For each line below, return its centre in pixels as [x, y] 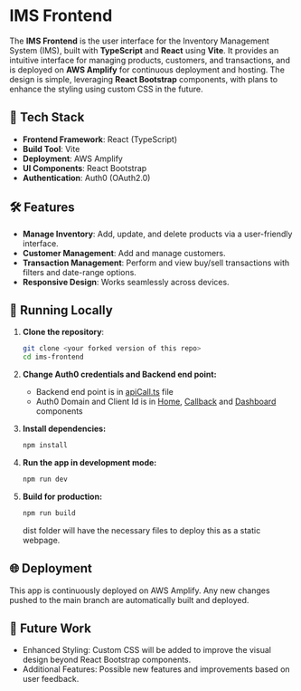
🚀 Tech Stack [47, 117]
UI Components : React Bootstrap [85, 168]
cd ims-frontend [53, 357]
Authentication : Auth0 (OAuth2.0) [86, 178]
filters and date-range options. [80, 272]
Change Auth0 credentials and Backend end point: [119, 374]
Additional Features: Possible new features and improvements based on [156, 669]
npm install [45, 446]
